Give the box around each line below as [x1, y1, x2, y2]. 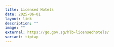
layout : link [5, 16, 32, 21]
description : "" [5, 21, 38, 26]
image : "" [5, 25, 26, 30]
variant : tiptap [5, 35, 38, 40]
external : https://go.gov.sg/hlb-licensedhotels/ [5, 30, 110, 35]
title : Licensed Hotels [5, 7, 54, 12]
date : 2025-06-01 [5, 12, 41, 17]
